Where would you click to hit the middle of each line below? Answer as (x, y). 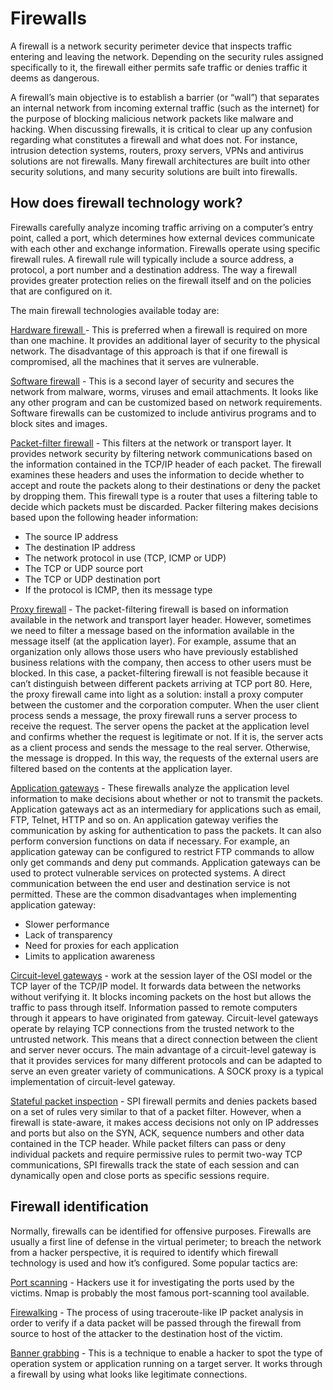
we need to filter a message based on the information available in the (152, 630)
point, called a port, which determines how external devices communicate (162, 238)
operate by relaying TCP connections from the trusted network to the (152, 1028)
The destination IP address (80, 547)
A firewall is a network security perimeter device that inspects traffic (151, 46)
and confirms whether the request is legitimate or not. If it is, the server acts (167, 736)
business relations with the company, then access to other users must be (161, 662)
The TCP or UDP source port (84, 568)
